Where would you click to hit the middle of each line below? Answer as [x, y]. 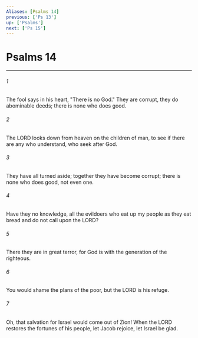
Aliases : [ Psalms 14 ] [33, 12]
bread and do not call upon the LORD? [52, 220]
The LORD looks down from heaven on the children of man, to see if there [95, 138]
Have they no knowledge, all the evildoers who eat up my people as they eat [99, 214]
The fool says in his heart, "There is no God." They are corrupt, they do [92, 100]
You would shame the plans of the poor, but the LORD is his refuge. [88, 290]
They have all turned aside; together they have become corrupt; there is [93, 175]
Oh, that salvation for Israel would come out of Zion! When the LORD [89, 322]
